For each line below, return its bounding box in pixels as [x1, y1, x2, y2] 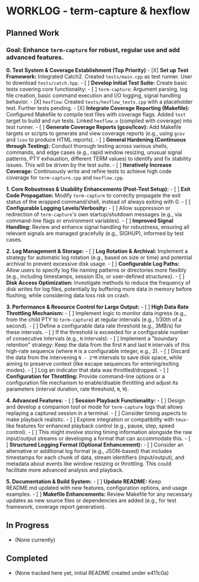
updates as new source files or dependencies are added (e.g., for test [6, 496, 176, 504]
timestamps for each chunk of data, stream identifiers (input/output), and [6, 454, 185, 461]
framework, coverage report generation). [6, 503, 107, 510]
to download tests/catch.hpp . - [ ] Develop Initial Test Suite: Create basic [6, 79, 188, 86]
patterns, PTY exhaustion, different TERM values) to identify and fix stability [6, 155, 191, 162]
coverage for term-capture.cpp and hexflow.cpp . [6, 174, 124, 181]
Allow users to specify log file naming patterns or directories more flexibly [6, 266, 187, 273]
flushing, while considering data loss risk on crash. [6, 291, 130, 298]
